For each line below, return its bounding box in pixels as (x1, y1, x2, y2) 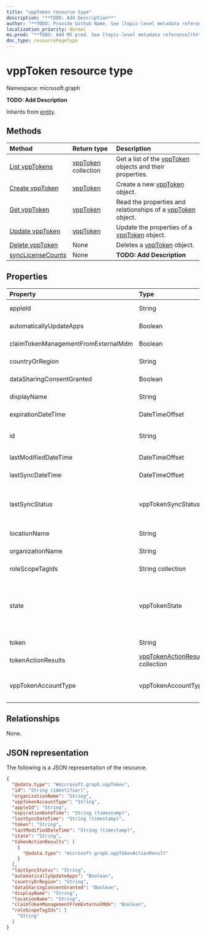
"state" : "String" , (12, 833, 62, 839)
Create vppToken (9, 184, 59, 192)
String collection (139, 564, 186, 573)
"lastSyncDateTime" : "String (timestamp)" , (12, 816, 124, 822)
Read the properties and (116, 197, 186, 206)
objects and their (116, 162, 165, 171)
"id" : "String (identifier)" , (12, 787, 89, 793)
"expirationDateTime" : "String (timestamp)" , (12, 810, 131, 816)
